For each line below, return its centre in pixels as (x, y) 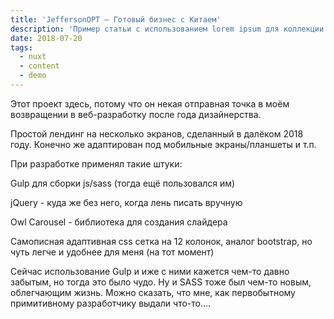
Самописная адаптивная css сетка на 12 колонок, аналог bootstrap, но (161, 241)
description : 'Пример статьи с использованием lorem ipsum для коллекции (167, 29)
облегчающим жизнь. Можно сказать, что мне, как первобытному (153, 292)
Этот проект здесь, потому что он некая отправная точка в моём (150, 103)
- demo (33, 76)
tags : (21, 47)
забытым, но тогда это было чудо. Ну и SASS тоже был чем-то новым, (161, 282)
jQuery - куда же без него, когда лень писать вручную (126, 202)
